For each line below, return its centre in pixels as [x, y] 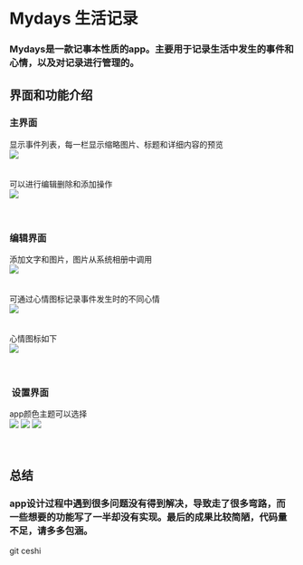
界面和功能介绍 [51, 95]
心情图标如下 [33, 339]
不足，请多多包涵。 [51, 531]
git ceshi [25, 551]
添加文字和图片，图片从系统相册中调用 [80, 260]
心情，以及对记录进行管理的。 [75, 62]
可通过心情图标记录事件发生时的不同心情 [85, 299]
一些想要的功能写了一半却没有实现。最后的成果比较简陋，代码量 [148, 517]
